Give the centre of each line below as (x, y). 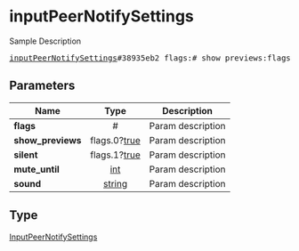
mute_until (36, 169)
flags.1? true (115, 155)
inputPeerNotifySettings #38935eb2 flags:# (103, 58)
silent (26, 155)
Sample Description (45, 41)
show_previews (48, 140)
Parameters (42, 86)
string (115, 183)
